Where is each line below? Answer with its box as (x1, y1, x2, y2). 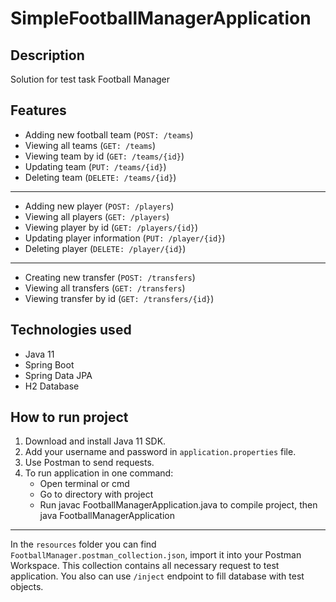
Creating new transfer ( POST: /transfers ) (24, 271, 196, 283)
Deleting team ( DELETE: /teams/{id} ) (24, 171, 177, 183)
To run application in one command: (24, 467, 174, 479)
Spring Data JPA (24, 369, 93, 381)
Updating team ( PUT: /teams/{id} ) (24, 160, 167, 172)
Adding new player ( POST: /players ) (24, 200, 175, 212)
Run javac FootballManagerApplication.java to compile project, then (39, 499, 318, 511)
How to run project (10, 409, 129, 426)
